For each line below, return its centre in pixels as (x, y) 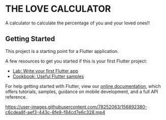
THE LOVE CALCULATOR (58, 9)
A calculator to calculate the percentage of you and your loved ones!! (78, 23)
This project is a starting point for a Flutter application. (62, 51)
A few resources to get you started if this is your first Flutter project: (76, 61)
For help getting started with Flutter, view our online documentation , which (83, 86)
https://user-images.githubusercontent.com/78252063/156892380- (76, 107)
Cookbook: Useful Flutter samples (48, 76)
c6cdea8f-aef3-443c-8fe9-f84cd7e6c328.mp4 (55, 112)
